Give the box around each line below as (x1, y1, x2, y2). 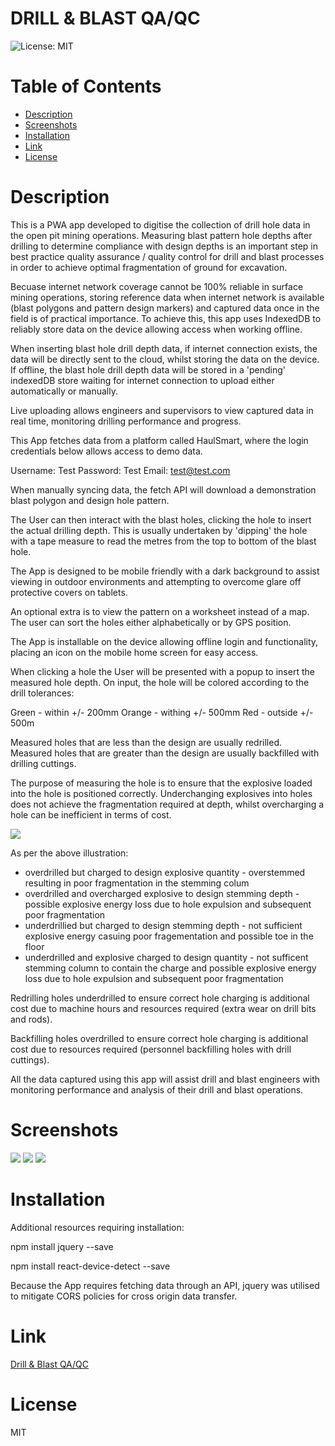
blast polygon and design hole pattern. (10, 494, 170, 506)
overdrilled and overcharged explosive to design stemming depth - (24, 887, 300, 899)
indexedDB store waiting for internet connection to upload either (10, 374, 275, 386)
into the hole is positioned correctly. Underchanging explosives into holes (10, 787, 313, 799)
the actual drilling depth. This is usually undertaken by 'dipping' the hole (10, 524, 308, 536)
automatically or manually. (10, 385, 118, 397)
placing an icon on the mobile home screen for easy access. (10, 646, 259, 658)
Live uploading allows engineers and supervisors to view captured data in (10, 404, 314, 416)
